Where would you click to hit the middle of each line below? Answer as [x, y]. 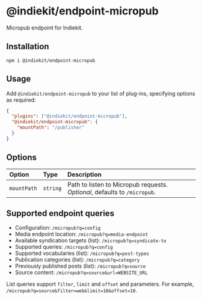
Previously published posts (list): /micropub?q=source [80, 266]
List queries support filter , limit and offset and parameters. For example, [100, 284]
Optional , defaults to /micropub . [112, 192]
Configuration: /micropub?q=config [58, 228]
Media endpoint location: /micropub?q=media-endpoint [81, 234]
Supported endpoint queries [60, 214]
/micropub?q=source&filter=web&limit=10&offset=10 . [72, 290]
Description [84, 174]
